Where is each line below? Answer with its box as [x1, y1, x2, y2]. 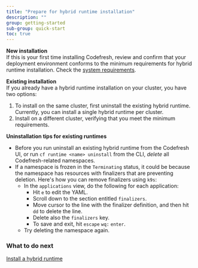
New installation [6, 47, 48, 54]
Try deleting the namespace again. [23, 227, 109, 234]
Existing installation [6, 78, 57, 85]
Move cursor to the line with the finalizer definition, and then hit [32, 201, 189, 209]
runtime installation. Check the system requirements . [6, 66, 136, 73]
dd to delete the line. [32, 208, 83, 215]
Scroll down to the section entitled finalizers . [32, 195, 147, 202]
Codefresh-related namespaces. [14, 157, 96, 164]
